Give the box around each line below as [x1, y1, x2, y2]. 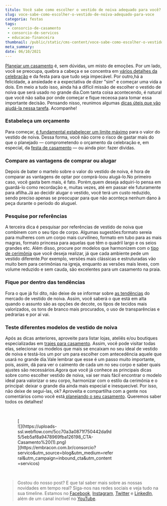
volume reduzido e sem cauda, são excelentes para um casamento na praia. [5, 266, 162, 272]
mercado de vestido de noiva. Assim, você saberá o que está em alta [5, 295, 147, 302]
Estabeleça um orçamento [5, 118, 70, 125]
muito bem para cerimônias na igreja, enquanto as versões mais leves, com [5, 261, 160, 267]
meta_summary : [5, 44, 35, 49]
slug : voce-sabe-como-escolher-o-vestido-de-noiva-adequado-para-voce [5, 12, 155, 17]
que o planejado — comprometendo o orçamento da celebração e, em [5, 139, 149, 145]
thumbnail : [5, 40, 28, 45]
